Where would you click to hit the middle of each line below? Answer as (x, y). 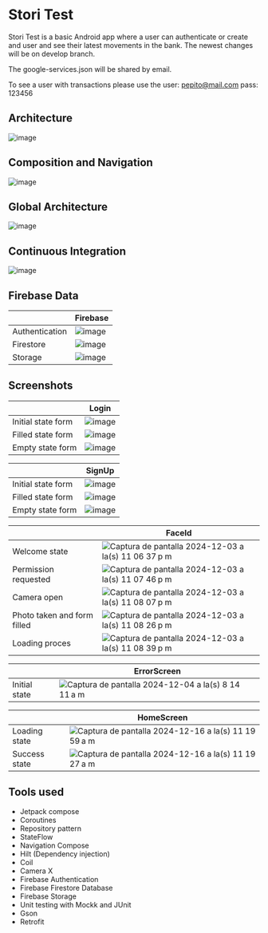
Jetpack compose (49, 811)
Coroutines (38, 820)
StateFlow (36, 836)
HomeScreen (162, 718)
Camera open (38, 597)
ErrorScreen (158, 670)
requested (32, 579)
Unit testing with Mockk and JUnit (75, 904)
